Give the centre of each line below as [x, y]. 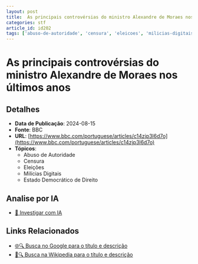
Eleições [34, 167]
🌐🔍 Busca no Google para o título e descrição [71, 246]
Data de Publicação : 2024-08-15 [55, 124]
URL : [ [22, 136]
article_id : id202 [29, 28]
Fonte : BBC [29, 130]
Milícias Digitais [42, 174]
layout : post [22, 11]
